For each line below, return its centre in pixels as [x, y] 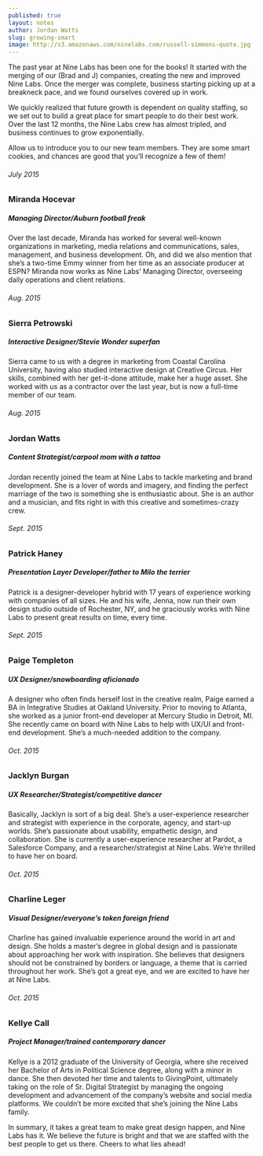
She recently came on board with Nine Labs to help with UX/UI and [117, 724]
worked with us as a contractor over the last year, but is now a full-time [123, 387]
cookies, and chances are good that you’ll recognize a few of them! [117, 156]
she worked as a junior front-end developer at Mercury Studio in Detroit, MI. [131, 715]
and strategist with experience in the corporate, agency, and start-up [120, 823]
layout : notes [31, 23]
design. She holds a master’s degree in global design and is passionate [123, 947]
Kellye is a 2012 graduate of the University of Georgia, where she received [128, 1062]
